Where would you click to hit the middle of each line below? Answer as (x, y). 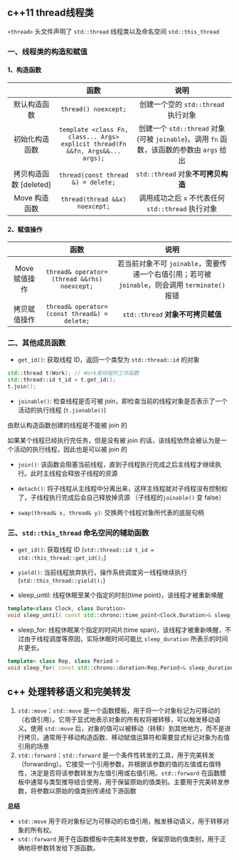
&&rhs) (92, 279)
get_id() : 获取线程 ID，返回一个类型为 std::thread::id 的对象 (109, 360)
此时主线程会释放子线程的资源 (74, 474)
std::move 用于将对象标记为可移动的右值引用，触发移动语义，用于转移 (120, 821)
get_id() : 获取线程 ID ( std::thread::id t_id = (86, 550)
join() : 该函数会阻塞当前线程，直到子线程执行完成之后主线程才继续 (116, 464)
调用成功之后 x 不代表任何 (182, 198)
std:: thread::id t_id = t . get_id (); (62, 380)
